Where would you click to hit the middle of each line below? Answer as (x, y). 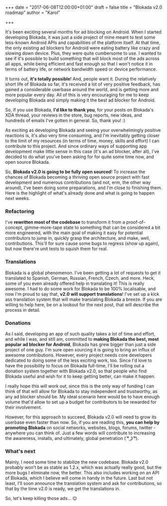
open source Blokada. (28, 162)
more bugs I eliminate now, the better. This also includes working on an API (82, 473)
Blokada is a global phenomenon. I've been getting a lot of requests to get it (83, 273)
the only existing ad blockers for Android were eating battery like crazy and (83, 48)
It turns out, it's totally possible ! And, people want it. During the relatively (81, 79)
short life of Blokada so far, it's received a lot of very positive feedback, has (83, 84)
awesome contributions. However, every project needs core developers (79, 355)
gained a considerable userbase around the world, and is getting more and (82, 89)
